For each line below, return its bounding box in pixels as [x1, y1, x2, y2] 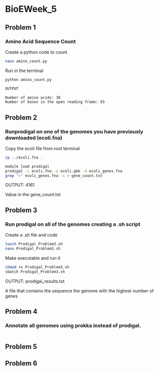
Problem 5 [5, 342, 38, 351]
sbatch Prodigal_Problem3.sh [5, 269, 65, 274]
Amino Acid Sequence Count [5, 38, 76, 45]
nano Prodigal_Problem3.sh [5, 246, 61, 251]
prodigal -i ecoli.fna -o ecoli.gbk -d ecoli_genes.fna [5, 168, 122, 173]
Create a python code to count [5, 49, 68, 55]
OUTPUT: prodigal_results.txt [5, 278, 65, 284]
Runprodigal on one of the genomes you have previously [5, 128, 144, 135]
